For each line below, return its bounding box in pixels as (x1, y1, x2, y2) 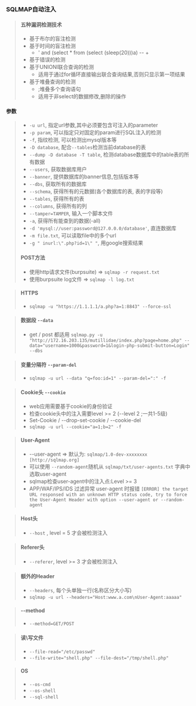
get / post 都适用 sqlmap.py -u (29, 331, 103, 338)
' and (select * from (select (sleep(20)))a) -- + (38, 49, 149, 57)
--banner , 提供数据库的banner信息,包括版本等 (29, 173, 139, 180)
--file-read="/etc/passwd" (29, 649, 96, 655)
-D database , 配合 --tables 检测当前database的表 (29, 144, 146, 151)
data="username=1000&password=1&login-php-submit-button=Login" (29, 343, 190, 349)
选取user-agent (29, 470, 67, 478)
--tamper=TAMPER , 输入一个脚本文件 (29, 210, 113, 217)
